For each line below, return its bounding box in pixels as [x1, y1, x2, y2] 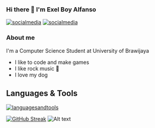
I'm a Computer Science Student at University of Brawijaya [6, 47, 150, 54]
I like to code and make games [14, 59, 90, 66]
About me [6, 34, 35, 42]
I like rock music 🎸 [14, 65, 60, 72]
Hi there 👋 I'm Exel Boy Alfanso [6, 5, 96, 14]
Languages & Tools [6, 88, 78, 98]
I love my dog [14, 71, 49, 78]
